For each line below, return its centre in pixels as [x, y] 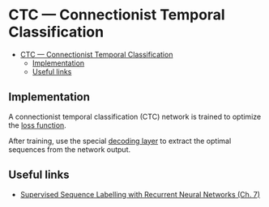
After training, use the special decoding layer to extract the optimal [120, 141]
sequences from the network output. [70, 149]
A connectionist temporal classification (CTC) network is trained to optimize [135, 116]
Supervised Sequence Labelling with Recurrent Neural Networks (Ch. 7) [140, 194]
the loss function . [37, 125]
